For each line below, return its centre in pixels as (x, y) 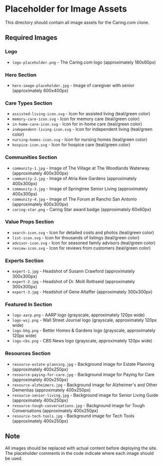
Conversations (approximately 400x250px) (55, 411)
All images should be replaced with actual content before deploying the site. (81, 448)
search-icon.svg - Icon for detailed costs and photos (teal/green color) (83, 232)
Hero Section (21, 75)
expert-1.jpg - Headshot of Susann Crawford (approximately (73, 271)
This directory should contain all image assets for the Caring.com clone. (77, 22)
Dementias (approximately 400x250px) (51, 390)
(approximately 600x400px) (40, 90)
